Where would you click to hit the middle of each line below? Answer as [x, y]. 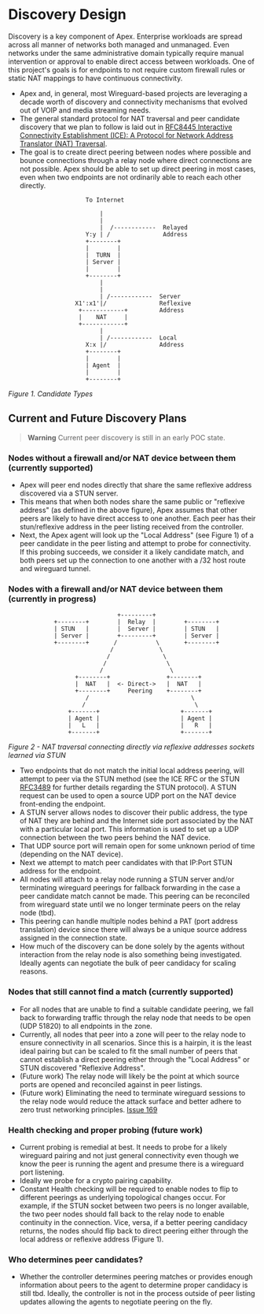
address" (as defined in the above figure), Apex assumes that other [128, 510]
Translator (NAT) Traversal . [63, 143]
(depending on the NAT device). [71, 854]
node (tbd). [38, 913]
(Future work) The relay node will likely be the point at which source [129, 1076]
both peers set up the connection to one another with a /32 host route [132, 560]
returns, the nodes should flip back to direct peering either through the [134, 1230]
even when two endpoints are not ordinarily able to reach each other [130, 177]
